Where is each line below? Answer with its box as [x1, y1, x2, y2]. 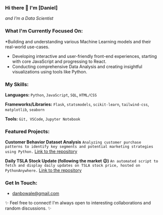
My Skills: [5, 81, 29, 88]
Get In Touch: [5, 179, 37, 186]
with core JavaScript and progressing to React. [12, 58, 107, 64]
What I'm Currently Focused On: [5, 28, 83, 35]
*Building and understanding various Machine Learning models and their [5, 38, 151, 44]
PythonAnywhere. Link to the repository [5, 167, 82, 173]
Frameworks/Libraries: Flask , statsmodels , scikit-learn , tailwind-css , [5, 101, 149, 107]
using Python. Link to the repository [5, 148, 78, 155]
